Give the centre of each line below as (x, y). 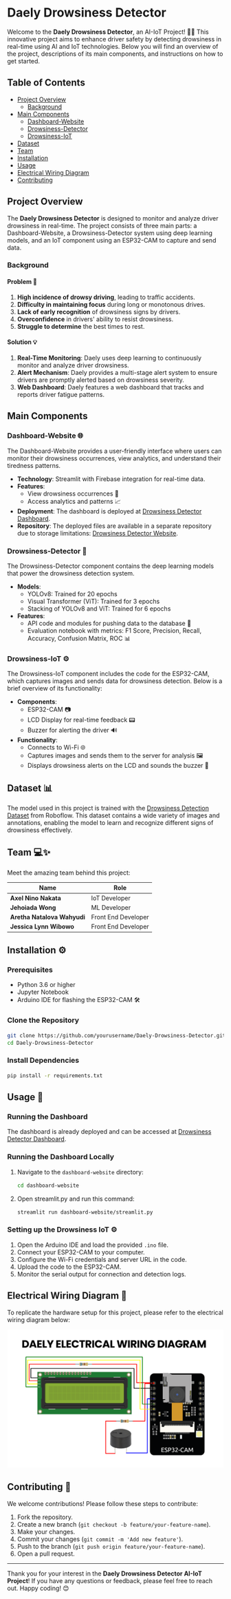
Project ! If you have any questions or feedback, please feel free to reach (110, 1580)
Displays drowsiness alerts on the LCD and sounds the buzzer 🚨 (118, 766)
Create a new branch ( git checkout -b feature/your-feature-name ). (114, 1524)
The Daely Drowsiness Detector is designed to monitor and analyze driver (113, 218)
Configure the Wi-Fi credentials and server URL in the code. (102, 1259)
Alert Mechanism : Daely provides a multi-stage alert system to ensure (117, 372)
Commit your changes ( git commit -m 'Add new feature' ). (100, 1539)
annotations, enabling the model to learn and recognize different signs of (110, 822)
